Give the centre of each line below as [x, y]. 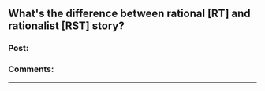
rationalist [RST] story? [66, 26]
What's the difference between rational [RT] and [129, 14]
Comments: [31, 69]
